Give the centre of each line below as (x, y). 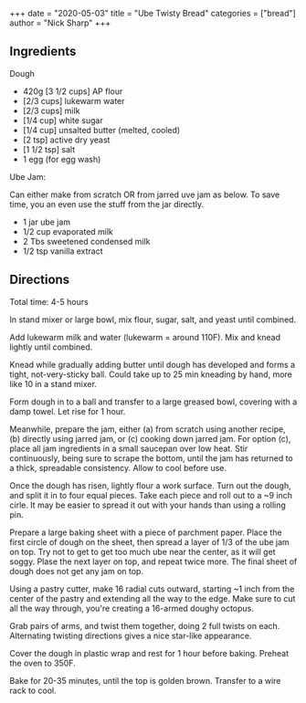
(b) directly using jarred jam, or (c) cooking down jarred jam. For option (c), (150, 438)
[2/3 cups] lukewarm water (74, 100)
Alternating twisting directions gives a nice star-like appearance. (131, 635)
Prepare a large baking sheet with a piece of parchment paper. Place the (146, 532)
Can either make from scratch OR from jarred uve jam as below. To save (145, 194)
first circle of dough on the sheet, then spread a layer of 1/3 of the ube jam (149, 541)
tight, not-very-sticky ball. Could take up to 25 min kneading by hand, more (151, 374)
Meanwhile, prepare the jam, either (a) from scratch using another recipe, (148, 429)
